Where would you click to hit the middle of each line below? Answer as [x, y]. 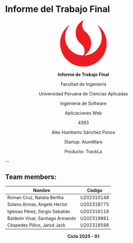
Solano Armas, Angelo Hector [37, 204]
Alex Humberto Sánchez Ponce [83, 132]
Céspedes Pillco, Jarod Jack [36, 225]
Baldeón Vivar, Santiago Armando [42, 218]
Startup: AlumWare [83, 142]
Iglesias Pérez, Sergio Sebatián [39, 211]
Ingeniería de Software [83, 103]
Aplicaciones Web [83, 113]
